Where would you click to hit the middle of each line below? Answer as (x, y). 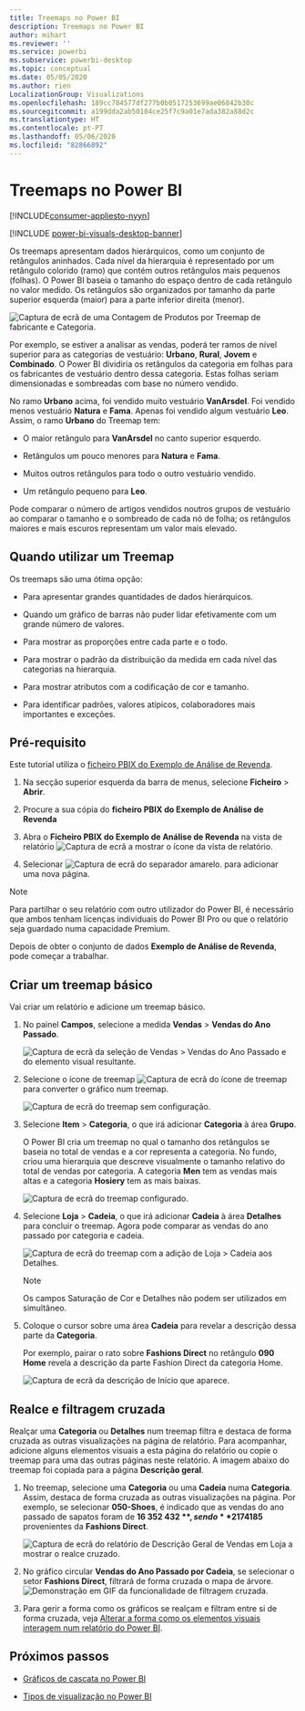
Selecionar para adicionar (151, 864)
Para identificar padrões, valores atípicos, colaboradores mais (139, 704)
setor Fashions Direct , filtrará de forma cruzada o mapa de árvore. (148, 1581)
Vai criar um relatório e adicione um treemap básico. (107, 1007)
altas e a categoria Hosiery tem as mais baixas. (112, 1181)
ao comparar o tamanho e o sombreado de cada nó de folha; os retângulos (150, 518)
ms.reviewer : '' (40, 43)
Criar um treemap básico (81, 985)
